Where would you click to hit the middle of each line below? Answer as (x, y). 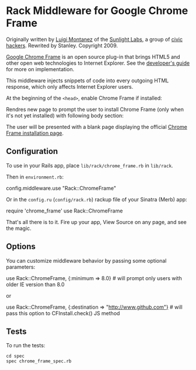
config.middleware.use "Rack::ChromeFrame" (61, 188)
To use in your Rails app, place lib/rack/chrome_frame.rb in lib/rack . (90, 165)
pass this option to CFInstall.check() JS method (63, 313)
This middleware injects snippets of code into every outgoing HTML (87, 81)
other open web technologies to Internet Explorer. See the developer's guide (98, 63)
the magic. (19, 228)
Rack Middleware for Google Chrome (97, 11)
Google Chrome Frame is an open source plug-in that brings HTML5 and (93, 57)
